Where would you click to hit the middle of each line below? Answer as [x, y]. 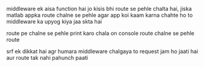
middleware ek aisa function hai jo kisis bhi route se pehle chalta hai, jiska [99, 9]
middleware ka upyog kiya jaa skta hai [54, 21]
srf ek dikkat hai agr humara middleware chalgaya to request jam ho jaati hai [102, 51]
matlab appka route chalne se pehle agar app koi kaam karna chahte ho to [100, 15]
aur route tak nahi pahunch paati [47, 58]
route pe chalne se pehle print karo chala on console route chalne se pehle [100, 33]
